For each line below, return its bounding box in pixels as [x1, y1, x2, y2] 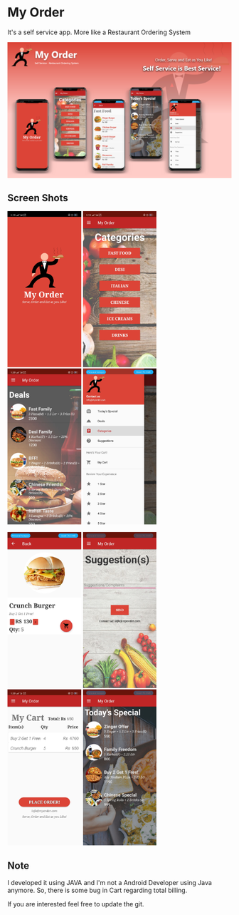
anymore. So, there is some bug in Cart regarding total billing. [7, 886, 188, 895]
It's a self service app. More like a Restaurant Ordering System [7, 28, 191, 36]
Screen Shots [7, 192, 69, 204]
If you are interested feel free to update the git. [7, 900, 144, 909]
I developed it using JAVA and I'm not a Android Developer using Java [7, 879, 212, 887]
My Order [7, 4, 65, 21]
